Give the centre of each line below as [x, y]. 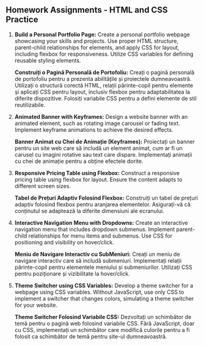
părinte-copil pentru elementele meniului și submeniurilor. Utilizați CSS [104, 267]
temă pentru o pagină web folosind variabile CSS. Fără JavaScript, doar [104, 323]
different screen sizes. [43, 186]
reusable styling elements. [48, 60]
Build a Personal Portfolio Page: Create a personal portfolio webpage [102, 34]
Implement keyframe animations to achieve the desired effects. [94, 130]
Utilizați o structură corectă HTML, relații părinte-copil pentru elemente [104, 85]
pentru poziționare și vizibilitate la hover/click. [72, 273]
